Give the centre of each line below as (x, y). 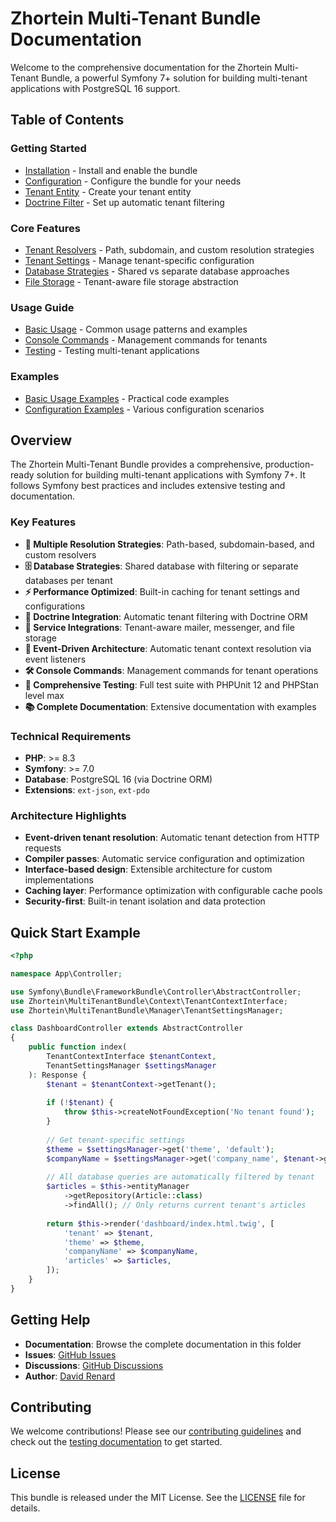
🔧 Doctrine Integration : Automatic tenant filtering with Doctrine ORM (166, 616)
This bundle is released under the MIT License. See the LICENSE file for (158, 1498)
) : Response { (57, 1075)
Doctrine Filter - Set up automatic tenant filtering (124, 202)
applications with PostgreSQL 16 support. (95, 88)
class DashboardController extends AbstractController (127, 1028)
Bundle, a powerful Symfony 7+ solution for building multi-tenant (174, 78)
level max (44, 695)
